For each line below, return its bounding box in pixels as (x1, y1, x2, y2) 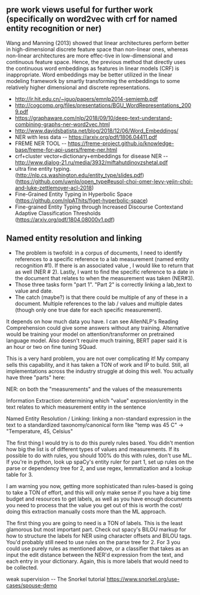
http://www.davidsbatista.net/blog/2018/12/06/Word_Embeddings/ (14, 127, 179, 134)
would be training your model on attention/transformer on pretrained (6, 330, 174, 338)
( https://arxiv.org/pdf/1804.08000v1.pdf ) (14, 216, 115, 223)
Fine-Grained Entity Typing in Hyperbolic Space (14, 191, 133, 198)
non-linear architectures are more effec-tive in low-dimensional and (6, 52, 173, 59)
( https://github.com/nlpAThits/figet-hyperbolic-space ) (14, 197, 148, 204)
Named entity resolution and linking (6, 233, 142, 244)
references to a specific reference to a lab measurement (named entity (14, 255, 189, 262)
